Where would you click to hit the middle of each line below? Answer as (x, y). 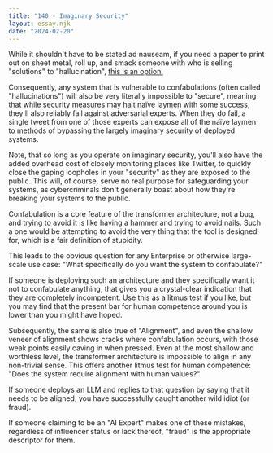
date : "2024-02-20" (41, 31)
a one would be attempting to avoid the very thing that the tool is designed (133, 231)
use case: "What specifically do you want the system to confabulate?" (145, 265)
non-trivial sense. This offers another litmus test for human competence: (130, 365)
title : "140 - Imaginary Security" (69, 16)
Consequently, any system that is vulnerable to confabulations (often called (135, 87)
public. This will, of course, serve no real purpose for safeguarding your (129, 181)
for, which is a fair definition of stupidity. (76, 240)
